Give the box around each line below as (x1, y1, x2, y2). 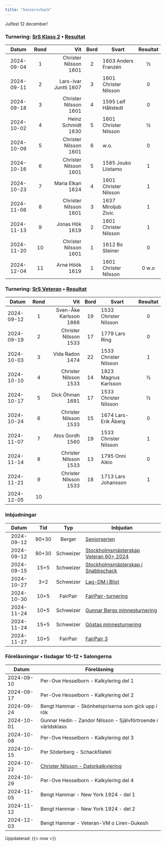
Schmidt (62, 122, 82, 129)
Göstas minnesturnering (85, 621, 142, 628)
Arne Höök (56, 261, 82, 268)
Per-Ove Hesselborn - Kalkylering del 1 (40, 677, 134, 684)
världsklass (40, 723, 67, 730)
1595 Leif (102, 98, 126, 105)
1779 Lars (101, 330, 125, 337)
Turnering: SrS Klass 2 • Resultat (5, 33, 85, 40)
